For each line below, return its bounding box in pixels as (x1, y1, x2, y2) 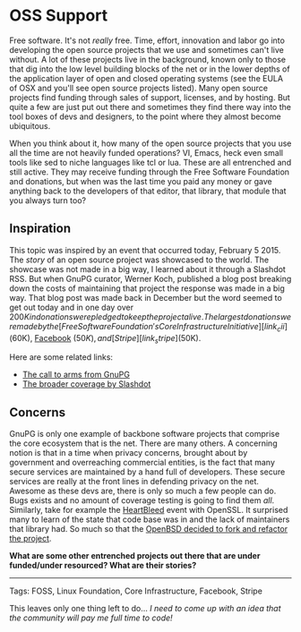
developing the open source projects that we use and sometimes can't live (9, 44, 284, 55)
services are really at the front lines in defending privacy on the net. (9, 476, 260, 487)
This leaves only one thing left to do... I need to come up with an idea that (9, 603, 281, 614)
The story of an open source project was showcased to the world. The (9, 254, 270, 265)
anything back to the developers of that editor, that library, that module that (9, 185, 287, 196)
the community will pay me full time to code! (9, 612, 173, 623)
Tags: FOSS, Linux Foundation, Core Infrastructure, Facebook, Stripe (9, 585, 262, 596)
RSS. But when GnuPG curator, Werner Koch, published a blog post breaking (9, 273, 292, 284)
